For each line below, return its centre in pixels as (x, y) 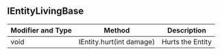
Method (117, 30)
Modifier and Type (41, 30)
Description (187, 30)
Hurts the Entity (187, 41)
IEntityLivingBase (46, 11)
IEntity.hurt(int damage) (117, 41)
